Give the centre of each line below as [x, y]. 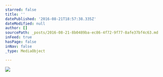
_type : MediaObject [25, 51]
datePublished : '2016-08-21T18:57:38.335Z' [51, 19]
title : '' [15, 14]
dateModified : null [25, 23]
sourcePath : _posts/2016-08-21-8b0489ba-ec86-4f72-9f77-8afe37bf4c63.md [82, 33]
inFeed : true [19, 38]
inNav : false [19, 46]
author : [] [16, 28]
